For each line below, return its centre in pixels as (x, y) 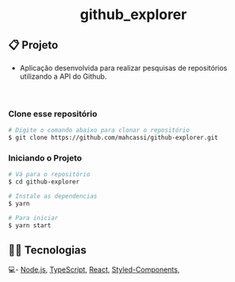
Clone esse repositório (53, 114)
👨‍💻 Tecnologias (48, 250)
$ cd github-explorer (44, 182)
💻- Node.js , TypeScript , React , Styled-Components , (94, 270)
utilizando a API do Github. (63, 76)
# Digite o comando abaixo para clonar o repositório (99, 130)
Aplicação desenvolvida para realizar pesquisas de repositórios (123, 68)
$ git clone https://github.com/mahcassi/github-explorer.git (113, 138)
